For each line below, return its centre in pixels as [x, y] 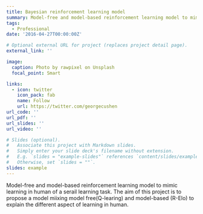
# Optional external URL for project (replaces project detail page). [97, 45]
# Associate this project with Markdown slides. [71, 146]
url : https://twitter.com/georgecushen [67, 106]
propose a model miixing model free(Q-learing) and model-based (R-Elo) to [100, 198]
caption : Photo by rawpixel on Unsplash [63, 67]
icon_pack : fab [36, 95]
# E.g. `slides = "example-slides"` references [70, 157]
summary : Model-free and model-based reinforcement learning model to [97, 18]
